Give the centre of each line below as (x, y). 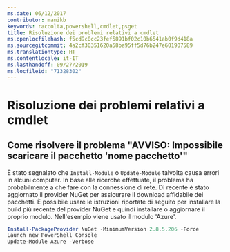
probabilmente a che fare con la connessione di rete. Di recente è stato (108, 187)
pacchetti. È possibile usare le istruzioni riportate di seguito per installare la (114, 202)
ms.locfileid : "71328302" (44, 71)
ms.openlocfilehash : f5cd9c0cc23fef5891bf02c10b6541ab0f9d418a (100, 39)
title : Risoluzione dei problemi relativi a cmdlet (83, 33)
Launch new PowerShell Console (52, 235)
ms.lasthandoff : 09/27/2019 (48, 65)
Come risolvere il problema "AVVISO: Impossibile (115, 145)
